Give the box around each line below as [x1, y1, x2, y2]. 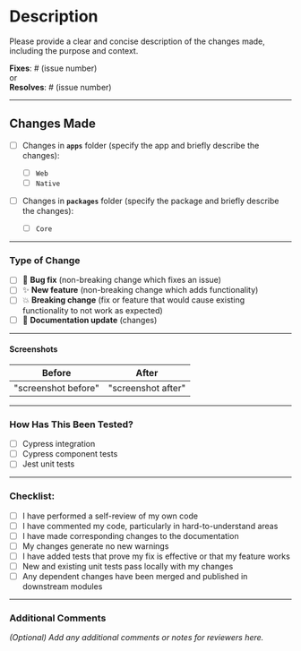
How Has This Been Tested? [9, 418, 134, 431]
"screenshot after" [107, 381, 186, 394]
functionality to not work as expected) [21, 304, 163, 315]
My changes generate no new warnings [21, 540, 169, 552]
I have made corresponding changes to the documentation [21, 530, 239, 541]
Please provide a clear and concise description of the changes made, [9, 36, 266, 47]
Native [35, 179, 61, 188]
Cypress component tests [21, 449, 118, 459]
